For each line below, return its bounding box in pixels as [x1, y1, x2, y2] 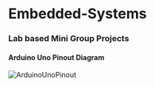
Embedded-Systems [8, 5, 147, 23]
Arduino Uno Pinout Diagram [8, 52, 105, 62]
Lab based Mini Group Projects [8, 33, 130, 44]
